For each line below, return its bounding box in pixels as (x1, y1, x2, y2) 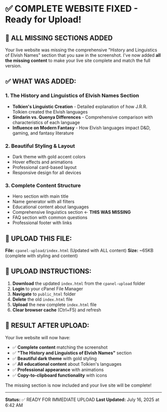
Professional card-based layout (12, 164, 77, 170)
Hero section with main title (12, 193, 69, 199)
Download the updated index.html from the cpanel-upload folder (12, 280, 146, 286)
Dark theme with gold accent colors (12, 153, 86, 159)
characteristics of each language (12, 119, 81, 125)
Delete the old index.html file (12, 296, 73, 302)
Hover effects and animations (12, 159, 73, 165)
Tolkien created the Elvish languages (12, 109, 88, 115)
